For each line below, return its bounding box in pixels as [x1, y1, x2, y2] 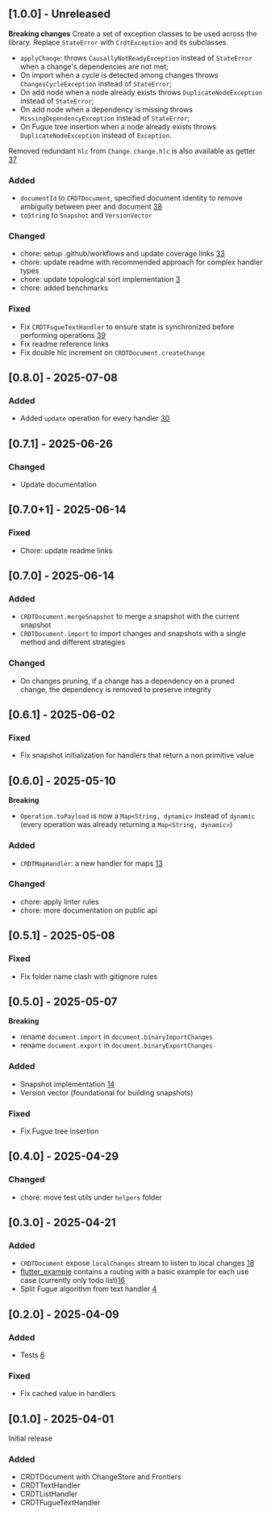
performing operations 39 [19, 330, 106, 340]
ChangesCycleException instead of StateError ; [19, 78, 172, 88]
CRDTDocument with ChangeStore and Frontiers [19, 1472, 181, 1482]
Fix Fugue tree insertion [19, 1126, 99, 1136]
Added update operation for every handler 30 [19, 413, 170, 424]
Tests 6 [19, 1350, 45, 1360]
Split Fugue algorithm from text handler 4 [19, 1284, 157, 1293]
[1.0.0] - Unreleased [8, 7, 111, 21]
